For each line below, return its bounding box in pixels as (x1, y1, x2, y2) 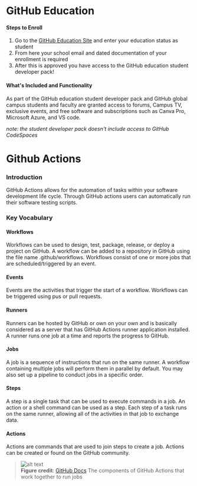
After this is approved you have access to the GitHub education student (14, 62, 189, 69)
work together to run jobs (20, 473, 83, 481)
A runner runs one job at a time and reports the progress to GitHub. (6, 332, 169, 339)
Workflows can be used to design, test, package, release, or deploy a (6, 242, 175, 249)
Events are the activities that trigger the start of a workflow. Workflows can (6, 287, 188, 294)
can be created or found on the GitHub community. (6, 449, 130, 457)
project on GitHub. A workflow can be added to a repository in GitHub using (6, 247, 191, 254)
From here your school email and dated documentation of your (14, 49, 167, 57)
